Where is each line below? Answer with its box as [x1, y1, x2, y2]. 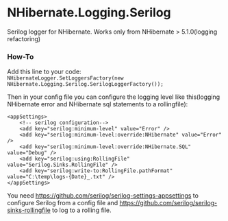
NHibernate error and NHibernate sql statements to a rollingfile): [7, 100, 188, 108]
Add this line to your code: [7, 67, 81, 76]
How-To [7, 51, 34, 61]
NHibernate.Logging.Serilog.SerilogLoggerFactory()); [7, 81, 164, 88]
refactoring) [7, 34, 41, 43]
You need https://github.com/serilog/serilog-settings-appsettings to [7, 191, 199, 200]
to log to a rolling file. [52, 206, 112, 214]
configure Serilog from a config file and [7, 199, 118, 207]
